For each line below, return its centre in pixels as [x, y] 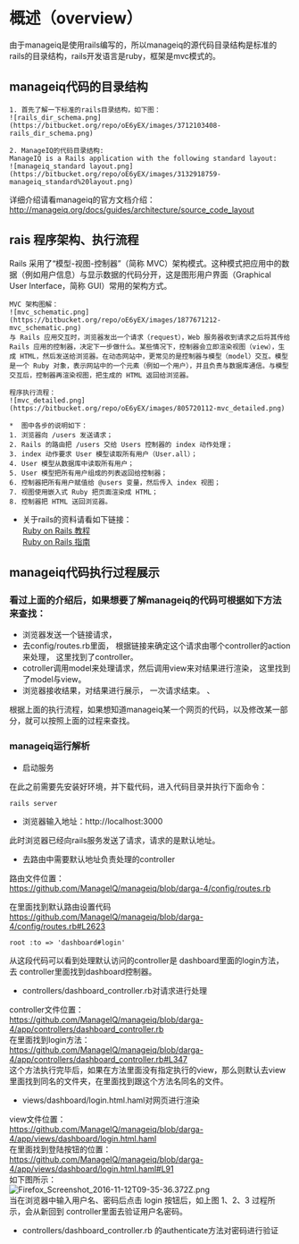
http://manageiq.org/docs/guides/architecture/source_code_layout [132, 209]
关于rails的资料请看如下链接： [77, 519]
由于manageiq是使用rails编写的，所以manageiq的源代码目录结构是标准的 [143, 45]
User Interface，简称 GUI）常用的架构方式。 [91, 285]
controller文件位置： [46, 1009]
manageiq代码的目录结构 [79, 87]
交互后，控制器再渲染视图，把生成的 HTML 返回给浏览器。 [101, 375]
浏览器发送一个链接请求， [69, 635]
